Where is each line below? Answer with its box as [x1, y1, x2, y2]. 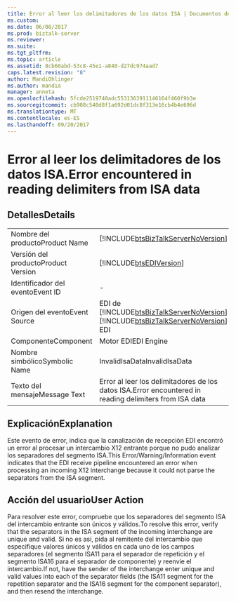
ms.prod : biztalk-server [7, 29, 80, 37]
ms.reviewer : [7, 36, 46, 44]
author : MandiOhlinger [7, 75, 74, 83]
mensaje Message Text [11, 389, 86, 399]
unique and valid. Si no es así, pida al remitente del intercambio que [7, 535, 203, 544]
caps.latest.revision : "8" [7, 69, 86, 76]
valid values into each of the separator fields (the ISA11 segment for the [7, 573, 214, 581]
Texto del [11, 380, 42, 390]
